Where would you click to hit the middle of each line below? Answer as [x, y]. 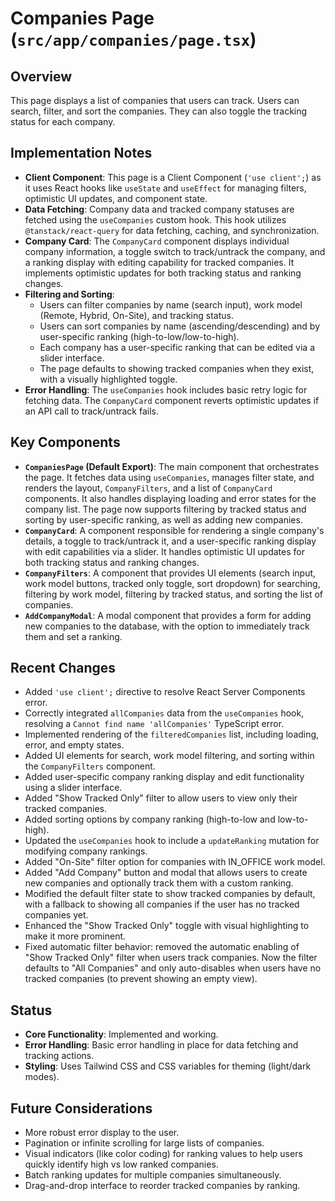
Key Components [65, 442]
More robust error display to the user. [102, 1133]
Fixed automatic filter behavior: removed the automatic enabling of [162, 947]
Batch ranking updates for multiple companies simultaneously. [153, 1175]
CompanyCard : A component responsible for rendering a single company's [174, 530]
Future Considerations [81, 1108]
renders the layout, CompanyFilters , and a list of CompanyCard [148, 488]
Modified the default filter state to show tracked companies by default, [170, 894]
